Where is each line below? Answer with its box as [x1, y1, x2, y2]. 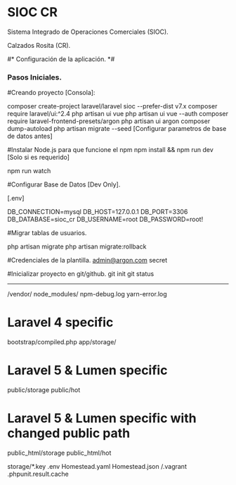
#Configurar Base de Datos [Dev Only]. [7, 180, 121, 189]
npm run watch [7, 167, 51, 175]
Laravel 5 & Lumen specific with [7, 410, 197, 427]
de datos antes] [7, 132, 53, 141]
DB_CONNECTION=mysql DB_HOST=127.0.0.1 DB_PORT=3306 [7, 208, 188, 216]
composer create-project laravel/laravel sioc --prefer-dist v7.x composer [7, 102, 218, 111]
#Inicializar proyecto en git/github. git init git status [7, 270, 155, 278]
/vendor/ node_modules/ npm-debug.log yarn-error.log [7, 290, 167, 298]
